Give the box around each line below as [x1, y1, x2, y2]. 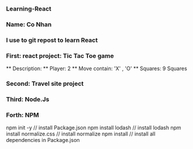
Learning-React [6, 5, 51, 13]
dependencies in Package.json [6, 137, 80, 144]
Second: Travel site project [6, 79, 84, 88]
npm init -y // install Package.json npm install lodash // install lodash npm [6, 124, 182, 131]
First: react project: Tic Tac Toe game [6, 51, 114, 60]
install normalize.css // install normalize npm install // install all [6, 130, 156, 137]
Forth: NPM [6, 110, 40, 119]
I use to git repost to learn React [6, 36, 98, 44]
